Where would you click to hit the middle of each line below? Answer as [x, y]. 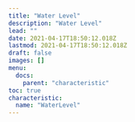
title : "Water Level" [45, 16]
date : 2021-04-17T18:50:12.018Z [62, 38]
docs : [25, 75]
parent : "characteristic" [66, 83]
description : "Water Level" [55, 23]
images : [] [27, 61]
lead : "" [23, 31]
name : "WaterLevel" [48, 105]
